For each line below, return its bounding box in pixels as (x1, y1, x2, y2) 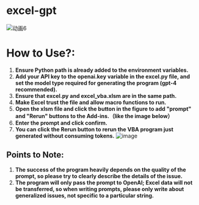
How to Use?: (6, 46, 75, 60)
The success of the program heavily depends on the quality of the (15, 165, 186, 173)
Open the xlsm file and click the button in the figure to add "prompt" (15, 105, 192, 113)
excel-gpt (6, 4, 57, 18)
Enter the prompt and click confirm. (15, 119, 108, 127)
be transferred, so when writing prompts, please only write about (15, 185, 184, 192)
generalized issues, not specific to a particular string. (15, 192, 154, 199)
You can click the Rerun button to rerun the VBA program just (15, 125, 174, 133)
